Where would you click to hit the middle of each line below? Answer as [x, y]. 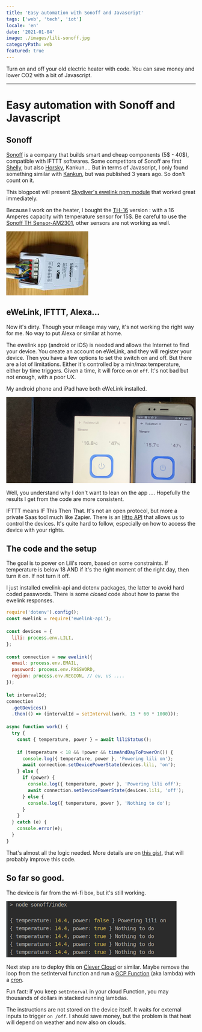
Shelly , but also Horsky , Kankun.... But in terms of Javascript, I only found [97, 167]
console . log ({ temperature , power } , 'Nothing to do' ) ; [99, 803]
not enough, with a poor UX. [41, 377]
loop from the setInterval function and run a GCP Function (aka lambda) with [101, 973]
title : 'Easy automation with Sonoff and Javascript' [75, 13]
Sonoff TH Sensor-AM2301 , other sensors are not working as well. [88, 222]
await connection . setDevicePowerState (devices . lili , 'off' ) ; [106, 790]
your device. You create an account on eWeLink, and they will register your [99, 351]
